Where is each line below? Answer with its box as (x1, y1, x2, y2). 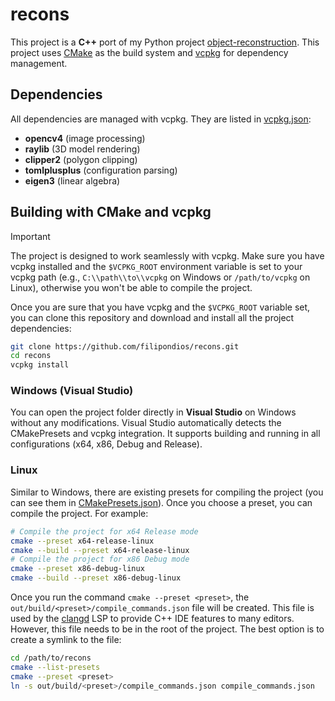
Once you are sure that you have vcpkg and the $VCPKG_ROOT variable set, (10, 301, 311, 313)
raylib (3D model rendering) (24, 143, 141, 155)
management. (10, 57, 68, 69)
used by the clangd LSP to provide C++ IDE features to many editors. (10, 613, 295, 625)
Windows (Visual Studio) (10, 384, 134, 398)
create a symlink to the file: (10, 634, 122, 646)
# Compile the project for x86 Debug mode (10, 554, 190, 565)
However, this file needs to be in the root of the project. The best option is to (10, 623, 325, 635)
